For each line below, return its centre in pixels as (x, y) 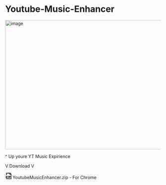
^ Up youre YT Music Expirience (38, 156)
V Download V (20, 166)
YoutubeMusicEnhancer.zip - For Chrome (54, 177)
